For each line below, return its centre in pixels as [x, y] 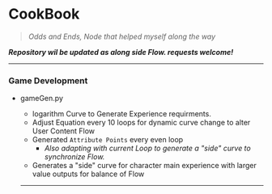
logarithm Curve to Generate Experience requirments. [122, 114]
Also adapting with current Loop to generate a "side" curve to [147, 148]
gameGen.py [41, 99]
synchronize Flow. [74, 157]
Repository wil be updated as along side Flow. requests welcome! [121, 52]
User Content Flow [64, 131]
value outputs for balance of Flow [88, 174]
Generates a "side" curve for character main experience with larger [144, 166]
